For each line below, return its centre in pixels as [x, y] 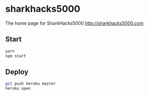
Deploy [17, 72]
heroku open [18, 89]
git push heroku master [31, 84]
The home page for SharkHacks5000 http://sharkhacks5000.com [74, 23]
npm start [16, 56]
